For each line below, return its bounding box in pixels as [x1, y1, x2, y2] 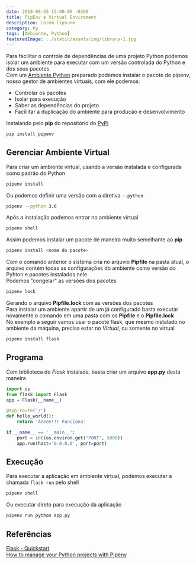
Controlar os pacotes [14, 90, 66, 96]
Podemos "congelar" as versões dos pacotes [6, 277, 117, 285]
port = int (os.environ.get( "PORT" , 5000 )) [17, 435, 123, 441]
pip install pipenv [6, 131, 54, 137]
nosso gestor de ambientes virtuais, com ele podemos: [6, 78, 140, 85]
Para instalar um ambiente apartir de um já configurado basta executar [6, 306, 179, 313]
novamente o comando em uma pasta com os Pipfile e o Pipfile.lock [6, 312, 175, 319]
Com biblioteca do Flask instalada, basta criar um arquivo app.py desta [6, 368, 181, 375]
